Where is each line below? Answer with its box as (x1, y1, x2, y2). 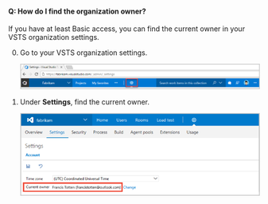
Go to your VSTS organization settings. (19, 48, 148, 57)
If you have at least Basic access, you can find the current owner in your (8, 24, 245, 33)
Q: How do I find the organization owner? (8, 6, 146, 16)
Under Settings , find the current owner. (19, 96, 150, 107)
